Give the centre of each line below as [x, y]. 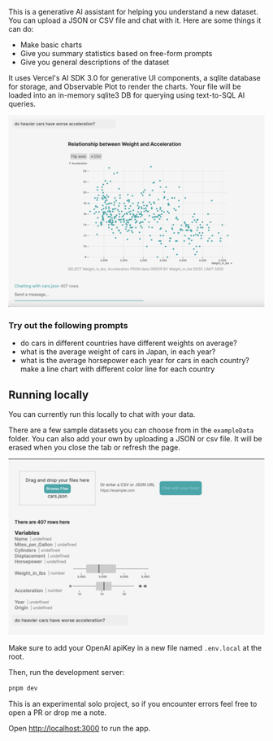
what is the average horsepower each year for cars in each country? [134, 361]
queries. [22, 104]
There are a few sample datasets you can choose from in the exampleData [131, 430]
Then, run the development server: [67, 672]
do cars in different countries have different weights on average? [128, 343]
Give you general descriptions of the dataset [95, 62]
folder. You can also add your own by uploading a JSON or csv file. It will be [135, 439]
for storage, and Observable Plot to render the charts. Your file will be [125, 86]
